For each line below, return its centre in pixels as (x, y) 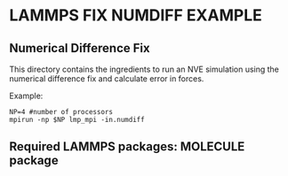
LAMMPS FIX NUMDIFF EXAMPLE (136, 15)
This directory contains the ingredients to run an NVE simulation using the (144, 69)
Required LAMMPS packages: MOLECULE (127, 147)
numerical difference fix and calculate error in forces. (107, 79)
